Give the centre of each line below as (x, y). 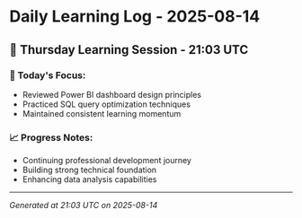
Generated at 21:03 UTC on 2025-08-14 (84, 205)
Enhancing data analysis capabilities (89, 179)
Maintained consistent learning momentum (102, 113)
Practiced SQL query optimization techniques (107, 104)
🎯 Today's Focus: (48, 75)
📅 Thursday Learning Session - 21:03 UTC (129, 50)
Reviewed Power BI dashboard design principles (112, 94)
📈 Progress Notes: (51, 137)
